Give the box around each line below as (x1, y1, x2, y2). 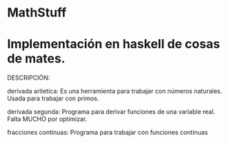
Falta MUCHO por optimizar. (7, 115, 88, 123)
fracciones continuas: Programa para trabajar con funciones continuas (7, 129, 208, 137)
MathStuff (7, 5, 67, 21)
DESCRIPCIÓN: (7, 74, 50, 82)
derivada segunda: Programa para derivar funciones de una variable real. (7, 108, 216, 116)
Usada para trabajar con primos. (7, 94, 99, 102)
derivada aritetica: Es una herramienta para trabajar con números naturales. (7, 87, 223, 96)
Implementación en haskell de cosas (7, 36, 221, 52)
